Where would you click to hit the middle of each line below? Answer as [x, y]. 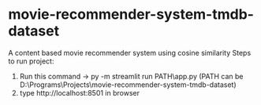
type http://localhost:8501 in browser [80, 92]
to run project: [31, 61]
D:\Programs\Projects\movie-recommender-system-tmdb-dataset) [128, 85]
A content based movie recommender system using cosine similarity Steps [130, 52]
